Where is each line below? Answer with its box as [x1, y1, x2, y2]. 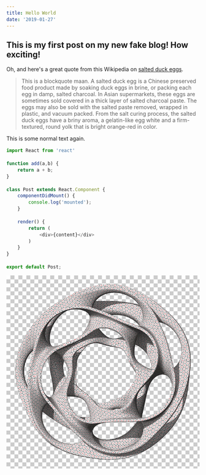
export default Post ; [6, 264, 62, 270]
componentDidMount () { [17, 193, 75, 199]
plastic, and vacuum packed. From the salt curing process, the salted [21, 110, 196, 118]
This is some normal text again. [6, 135, 86, 142]
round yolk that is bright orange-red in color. [45, 123, 158, 131]
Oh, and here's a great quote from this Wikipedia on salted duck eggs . [6, 66, 184, 73]
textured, [21, 123, 45, 131]
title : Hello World [6, 10, 56, 16]
